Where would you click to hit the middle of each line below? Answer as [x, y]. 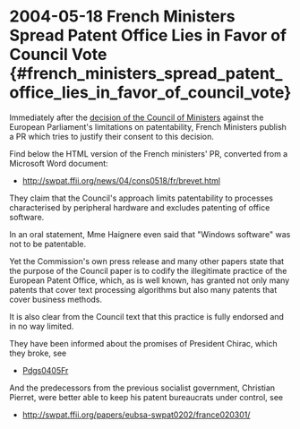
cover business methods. [56, 299]
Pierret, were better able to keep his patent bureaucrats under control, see [146, 397]
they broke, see [38, 353]
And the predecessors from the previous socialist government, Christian [142, 388]
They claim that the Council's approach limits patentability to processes [141, 198]
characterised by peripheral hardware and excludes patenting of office [140, 207]
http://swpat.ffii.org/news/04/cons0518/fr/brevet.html [121, 180]
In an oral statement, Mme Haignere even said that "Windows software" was [150, 234]
